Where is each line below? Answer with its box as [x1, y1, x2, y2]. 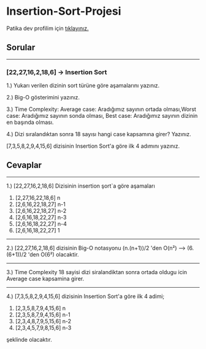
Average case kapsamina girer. [6, 275, 85, 282]
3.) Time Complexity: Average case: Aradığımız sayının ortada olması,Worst [6, 105, 196, 113]
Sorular [6, 42, 36, 53]
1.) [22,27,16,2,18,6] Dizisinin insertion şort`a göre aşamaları [6, 182, 155, 190]
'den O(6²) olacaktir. [28, 250, 79, 258]
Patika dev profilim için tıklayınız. [6, 25, 89, 32]
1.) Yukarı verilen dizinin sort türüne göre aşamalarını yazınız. [6, 82, 160, 90]
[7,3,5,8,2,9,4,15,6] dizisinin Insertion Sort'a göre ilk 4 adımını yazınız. [6, 142, 180, 150]
